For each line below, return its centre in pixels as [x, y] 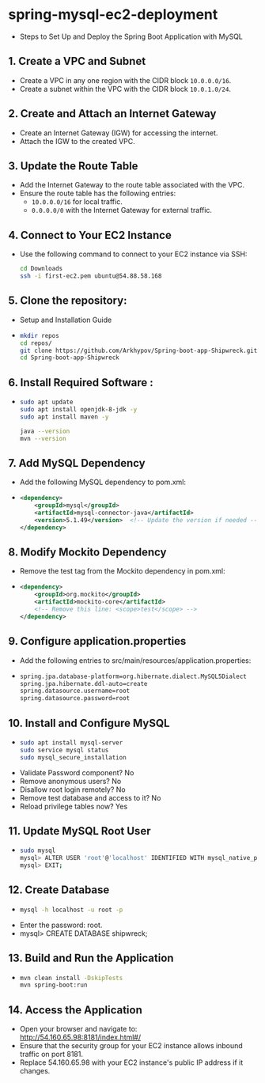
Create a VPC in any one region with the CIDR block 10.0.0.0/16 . [125, 80]
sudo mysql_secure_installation [73, 757]
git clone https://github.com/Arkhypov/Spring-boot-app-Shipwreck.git [138, 350]
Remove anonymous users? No [70, 781]
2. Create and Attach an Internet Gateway [112, 114]
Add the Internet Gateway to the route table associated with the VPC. [132, 185]
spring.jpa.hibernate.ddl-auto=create [83, 684]
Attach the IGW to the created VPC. [78, 141]
